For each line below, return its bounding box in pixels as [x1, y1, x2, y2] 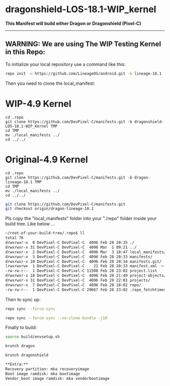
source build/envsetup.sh [5, 334, 60, 339]
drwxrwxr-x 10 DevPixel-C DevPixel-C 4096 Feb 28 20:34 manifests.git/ [5, 259, 162, 264]
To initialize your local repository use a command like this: [5, 61, 126, 67]
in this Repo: [5, 48, 46, 56]
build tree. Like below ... [5, 221, 55, 227]
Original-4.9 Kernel [5, 154, 89, 165]
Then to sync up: [5, 296, 40, 302]
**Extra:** [5, 362, 28, 367]
